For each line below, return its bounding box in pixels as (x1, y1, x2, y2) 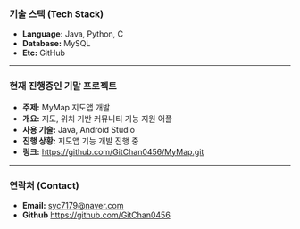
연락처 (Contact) (9, 179, 79, 192)
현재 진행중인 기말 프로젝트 (9, 80, 118, 93)
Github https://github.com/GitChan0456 (21, 209, 171, 220)
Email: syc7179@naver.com (21, 200, 124, 210)
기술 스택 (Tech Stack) (9, 7, 104, 20)
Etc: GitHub (21, 47, 65, 59)
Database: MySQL (21, 38, 91, 49)
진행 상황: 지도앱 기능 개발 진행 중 (21, 135, 139, 146)
